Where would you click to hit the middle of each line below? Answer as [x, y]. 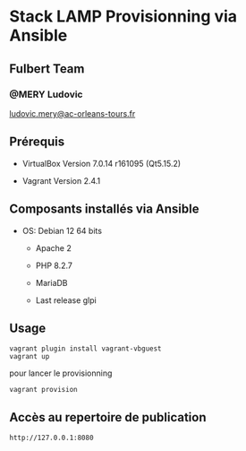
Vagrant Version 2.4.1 [61, 180]
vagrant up [30, 357]
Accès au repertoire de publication [108, 417]
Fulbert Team [47, 69]
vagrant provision [43, 390]
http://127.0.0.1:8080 [51, 438]
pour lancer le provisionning [61, 373]
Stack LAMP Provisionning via [123, 17]
